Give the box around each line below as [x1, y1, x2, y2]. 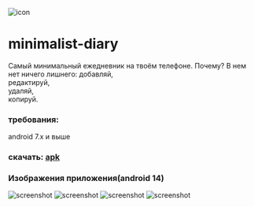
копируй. [8, 94, 39, 104]
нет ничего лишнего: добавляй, [8, 69, 114, 79]
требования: [8, 114, 59, 125]
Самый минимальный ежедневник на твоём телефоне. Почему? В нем [8, 61, 246, 70]
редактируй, [8, 77, 50, 87]
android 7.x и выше [8, 132, 71, 142]
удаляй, [8, 86, 34, 95]
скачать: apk [8, 152, 61, 163]
